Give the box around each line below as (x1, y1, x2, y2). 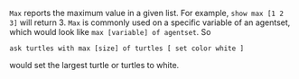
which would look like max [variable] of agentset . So (9, 27, 211, 37)
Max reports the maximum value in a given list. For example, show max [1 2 (9, 8, 285, 18)
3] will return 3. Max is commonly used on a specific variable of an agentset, (9, 17, 291, 28)
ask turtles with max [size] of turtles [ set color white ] (9, 44, 245, 53)
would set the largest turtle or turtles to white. (9, 60, 180, 70)
